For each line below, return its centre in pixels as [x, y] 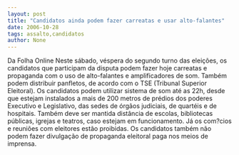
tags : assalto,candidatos [46, 34]
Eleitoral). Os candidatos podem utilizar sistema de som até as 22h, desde [116, 91]
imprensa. [22, 144]
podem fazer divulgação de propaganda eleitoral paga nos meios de [108, 137]
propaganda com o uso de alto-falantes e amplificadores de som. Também [117, 76]
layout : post [27, 14]
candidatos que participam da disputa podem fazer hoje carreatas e [107, 68]
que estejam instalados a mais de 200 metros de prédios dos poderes [110, 98]
